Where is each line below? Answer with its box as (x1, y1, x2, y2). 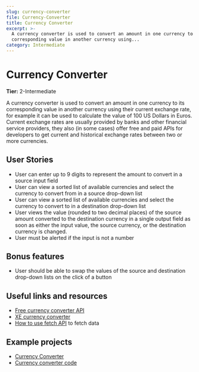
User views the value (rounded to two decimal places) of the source (14, 209, 182, 216)
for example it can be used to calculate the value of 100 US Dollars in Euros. (6, 112, 192, 119)
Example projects (6, 337, 73, 347)
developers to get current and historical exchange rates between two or (6, 131, 183, 138)
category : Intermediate (6, 42, 66, 48)
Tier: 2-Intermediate (6, 87, 57, 94)
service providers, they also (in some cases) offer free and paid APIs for (6, 124, 184, 132)
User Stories (6, 155, 54, 165)
